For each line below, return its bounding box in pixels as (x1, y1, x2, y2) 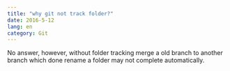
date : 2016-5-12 (7, 17, 54, 24)
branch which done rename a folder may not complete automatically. (7, 56, 205, 65)
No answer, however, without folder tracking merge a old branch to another (7, 49, 223, 57)
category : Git (7, 29, 49, 37)
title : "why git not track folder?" (7, 10, 114, 17)
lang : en (7, 23, 33, 30)
